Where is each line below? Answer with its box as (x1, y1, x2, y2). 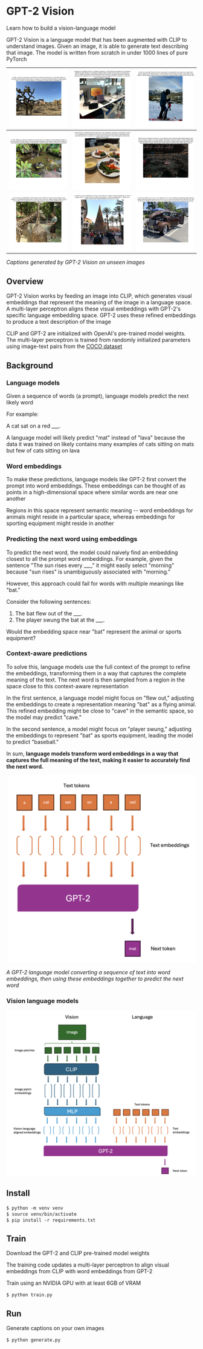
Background (6, 360, 53, 370)
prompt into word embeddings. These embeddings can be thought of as (6, 482, 186, 489)
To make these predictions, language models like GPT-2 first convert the (6, 476, 187, 483)
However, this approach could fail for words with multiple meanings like (6, 580, 184, 587)
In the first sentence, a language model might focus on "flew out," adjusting (6, 694, 195, 701)
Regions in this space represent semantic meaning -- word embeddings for (6, 507, 193, 514)
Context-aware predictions (6, 649, 88, 658)
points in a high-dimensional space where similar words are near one (6, 489, 178, 496)
